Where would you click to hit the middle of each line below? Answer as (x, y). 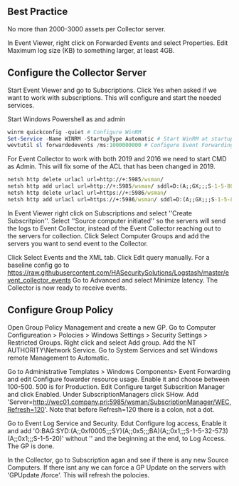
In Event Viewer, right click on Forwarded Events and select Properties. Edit (118, 43)
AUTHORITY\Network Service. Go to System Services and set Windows (113, 350)
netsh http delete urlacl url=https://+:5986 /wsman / (87, 193)
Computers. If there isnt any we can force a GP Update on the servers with (117, 467)
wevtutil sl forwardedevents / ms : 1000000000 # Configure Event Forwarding (121, 146)
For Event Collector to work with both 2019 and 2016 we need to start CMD (117, 159)
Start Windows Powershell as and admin (67, 119)
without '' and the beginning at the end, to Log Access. (145, 438)
